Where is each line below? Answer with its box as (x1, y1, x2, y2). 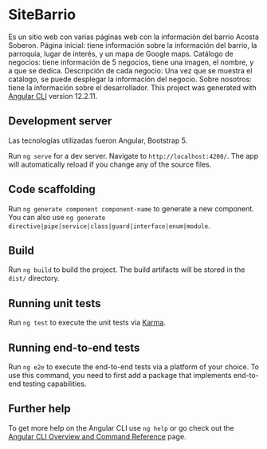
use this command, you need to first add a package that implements (8, 371, 232, 380)
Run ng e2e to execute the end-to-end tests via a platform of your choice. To (8, 362, 260, 372)
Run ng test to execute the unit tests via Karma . (8, 317, 166, 328)
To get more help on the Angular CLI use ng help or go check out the (8, 423, 234, 432)
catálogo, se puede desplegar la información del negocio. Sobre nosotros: (8, 74, 253, 84)
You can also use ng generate (8, 212, 106, 222)
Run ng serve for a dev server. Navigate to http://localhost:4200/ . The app (8, 151, 259, 160)
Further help (8, 402, 72, 416)
